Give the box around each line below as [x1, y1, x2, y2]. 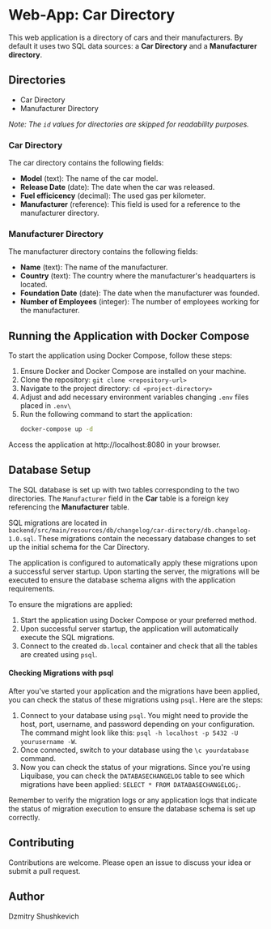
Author [8, 890, 44, 904]
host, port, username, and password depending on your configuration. [19, 720, 255, 729]
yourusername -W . [19, 737, 78, 746]
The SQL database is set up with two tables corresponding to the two [8, 484, 240, 494]
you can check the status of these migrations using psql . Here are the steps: [8, 695, 263, 705]
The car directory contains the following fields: [8, 158, 164, 168]
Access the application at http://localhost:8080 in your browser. [8, 440, 221, 449]
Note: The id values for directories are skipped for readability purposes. [8, 119, 249, 129]
